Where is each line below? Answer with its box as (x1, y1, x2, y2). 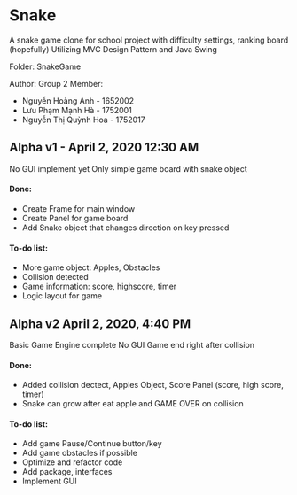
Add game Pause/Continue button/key (21, 438, 162, 449)
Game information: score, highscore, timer (21, 281, 177, 292)
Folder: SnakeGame (9, 61, 82, 72)
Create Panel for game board (21, 213, 129, 223)
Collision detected (21, 272, 89, 282)
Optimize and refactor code (21, 457, 123, 468)
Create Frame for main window (21, 203, 136, 213)
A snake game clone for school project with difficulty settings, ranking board (9, 35, 289, 45)
